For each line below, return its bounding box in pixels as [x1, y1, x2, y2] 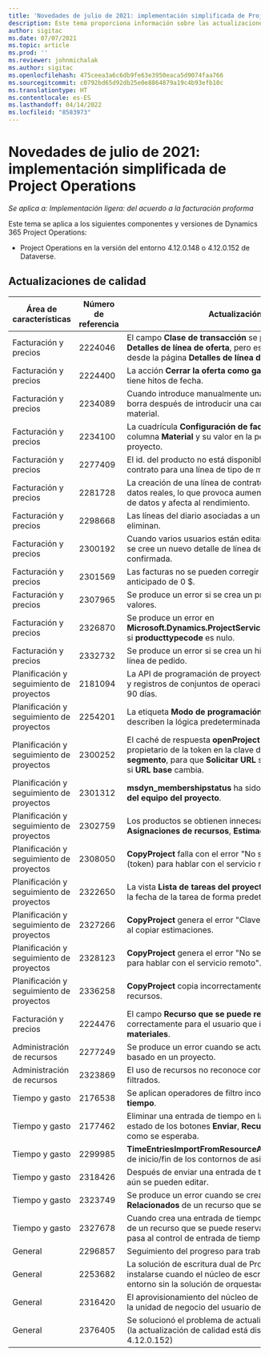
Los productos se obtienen [126, 815, 228, 826]
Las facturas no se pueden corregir [126, 566, 259, 577]
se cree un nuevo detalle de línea [126, 543, 251, 554]
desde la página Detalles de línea [126, 351, 254, 363]
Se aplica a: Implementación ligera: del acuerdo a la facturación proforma [8, 203, 254, 213]
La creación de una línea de [126, 477, 231, 488]
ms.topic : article [8, 42, 70, 50]
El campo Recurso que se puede [126, 1008, 252, 1019]
